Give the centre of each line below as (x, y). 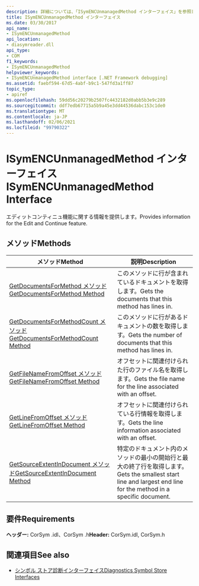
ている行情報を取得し (147, 414)
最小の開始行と (161, 457)
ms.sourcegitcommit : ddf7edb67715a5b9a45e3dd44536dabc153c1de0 (86, 105)
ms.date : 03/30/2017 (32, 23)
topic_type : (21, 89)
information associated (149, 430)
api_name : (18, 28)
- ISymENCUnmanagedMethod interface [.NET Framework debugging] (87, 78)
